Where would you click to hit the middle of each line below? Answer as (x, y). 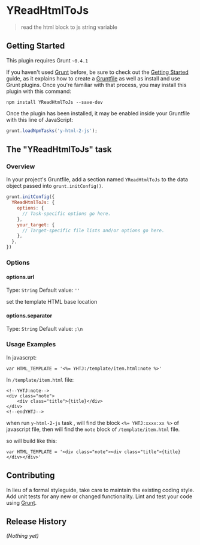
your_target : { (36, 225)
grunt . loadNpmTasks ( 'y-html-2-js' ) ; (52, 131)
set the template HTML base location (52, 302)
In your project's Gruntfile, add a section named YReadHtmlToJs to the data (97, 179)
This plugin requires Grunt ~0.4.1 (47, 60)
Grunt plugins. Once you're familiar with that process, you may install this (96, 85)
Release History (37, 521)
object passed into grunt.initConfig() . (55, 186)
